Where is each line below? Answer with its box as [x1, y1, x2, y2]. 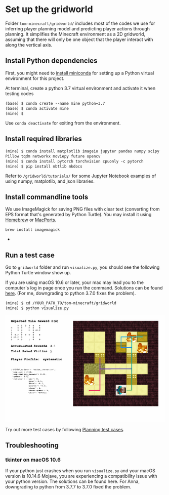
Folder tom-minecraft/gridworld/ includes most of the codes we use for [5, 20, 155, 26]
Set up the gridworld [5, 4, 93, 15]
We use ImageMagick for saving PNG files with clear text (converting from [5, 206, 160, 212]
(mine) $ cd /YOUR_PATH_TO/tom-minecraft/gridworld [5, 301, 116, 306]
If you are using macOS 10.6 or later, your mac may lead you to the [5, 279, 144, 285]
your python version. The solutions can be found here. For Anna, [5, 478, 140, 484]
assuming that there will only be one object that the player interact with [5, 36, 153, 43]
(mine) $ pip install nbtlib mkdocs [5, 163, 82, 169]
